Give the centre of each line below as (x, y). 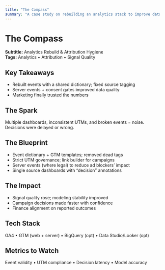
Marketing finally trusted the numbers (50, 95)
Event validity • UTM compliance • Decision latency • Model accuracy (76, 263)
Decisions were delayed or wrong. (40, 128)
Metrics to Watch (32, 251)
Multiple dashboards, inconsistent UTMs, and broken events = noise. (75, 122)
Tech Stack (23, 224)
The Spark (21, 110)
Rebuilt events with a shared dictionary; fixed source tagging (74, 84)
